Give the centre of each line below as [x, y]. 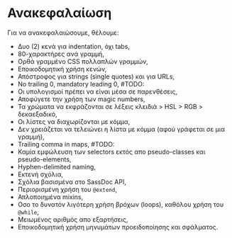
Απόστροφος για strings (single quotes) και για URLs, [96, 76]
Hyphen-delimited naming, [56, 166]
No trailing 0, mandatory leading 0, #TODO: [81, 84]
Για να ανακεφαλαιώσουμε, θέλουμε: [63, 33]
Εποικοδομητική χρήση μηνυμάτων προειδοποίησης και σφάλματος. [118, 227]
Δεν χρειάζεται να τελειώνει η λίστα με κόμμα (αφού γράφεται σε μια [121, 129]
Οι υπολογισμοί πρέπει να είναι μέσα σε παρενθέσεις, [98, 91]
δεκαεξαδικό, [38, 114]
